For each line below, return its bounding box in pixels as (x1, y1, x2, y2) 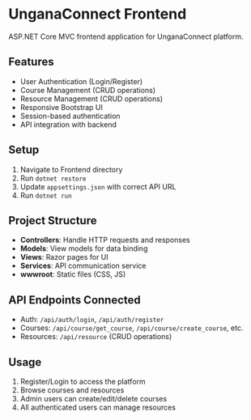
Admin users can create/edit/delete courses (19, 394, 168, 403)
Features (8, 55, 54, 69)
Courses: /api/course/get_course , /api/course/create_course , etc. (19, 323, 244, 333)
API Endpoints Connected (8, 293, 142, 307)
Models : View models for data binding (19, 244, 148, 253)
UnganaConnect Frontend (8, 5, 187, 23)
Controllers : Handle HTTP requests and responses (19, 235, 190, 245)
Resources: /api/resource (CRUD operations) (19, 332, 172, 342)
